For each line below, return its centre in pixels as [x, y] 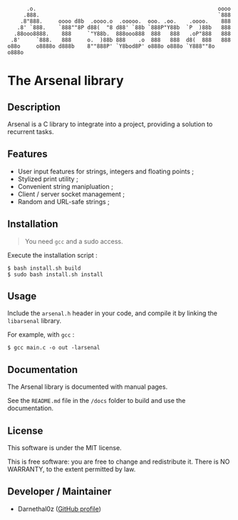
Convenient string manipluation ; [66, 186]
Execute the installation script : [52, 255]
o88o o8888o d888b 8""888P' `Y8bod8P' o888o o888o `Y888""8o [111, 46]
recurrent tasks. [31, 132]
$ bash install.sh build [44, 268]
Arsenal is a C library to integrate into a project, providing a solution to [110, 124]
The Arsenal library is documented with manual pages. [88, 387]
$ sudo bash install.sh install [55, 274]
